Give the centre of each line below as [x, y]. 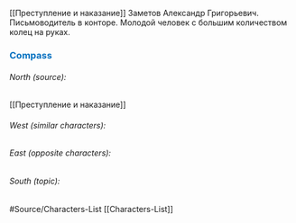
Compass [31, 55]
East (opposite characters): [60, 153]
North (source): [38, 76]
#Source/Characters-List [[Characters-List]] [92, 209]
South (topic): [35, 181]
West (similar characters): [58, 125]
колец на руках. [40, 32]
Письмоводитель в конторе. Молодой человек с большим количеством [148, 22]
